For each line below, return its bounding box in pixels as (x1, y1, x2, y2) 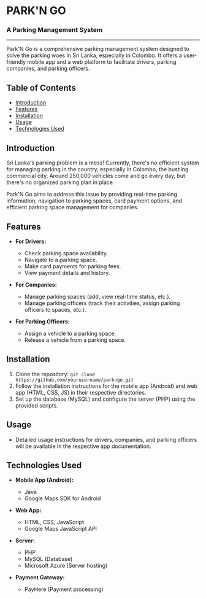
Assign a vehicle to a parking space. (24, 330, 116, 337)
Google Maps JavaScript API (24, 525, 97, 533)
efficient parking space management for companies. (6, 204, 139, 211)
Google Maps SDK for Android (24, 495, 101, 502)
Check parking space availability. (24, 249, 109, 257)
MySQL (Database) (24, 555, 73, 563)
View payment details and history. (24, 269, 110, 276)
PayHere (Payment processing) (24, 585, 104, 593)
